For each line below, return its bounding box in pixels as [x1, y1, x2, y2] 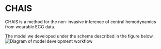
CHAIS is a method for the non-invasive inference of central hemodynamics [5, 19, 156, 24]
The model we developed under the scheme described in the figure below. [5, 33, 154, 39]
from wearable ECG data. [5, 24, 56, 29]
